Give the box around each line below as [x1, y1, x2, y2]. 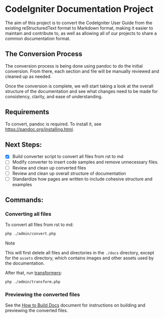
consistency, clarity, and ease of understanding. [5, 93, 103, 99]
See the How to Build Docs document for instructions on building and [5, 302, 146, 308]
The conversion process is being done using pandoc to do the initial [5, 63, 143, 69]
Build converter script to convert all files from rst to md [12, 154, 124, 159]
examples [12, 181, 32, 187]
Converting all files [5, 211, 52, 217]
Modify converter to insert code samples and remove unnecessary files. [12, 159, 159, 165]
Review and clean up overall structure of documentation [12, 170, 127, 176]
